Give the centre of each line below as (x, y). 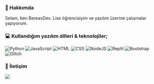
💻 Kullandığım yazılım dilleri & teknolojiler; (56, 36)
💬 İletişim (16, 66)
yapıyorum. (16, 23)
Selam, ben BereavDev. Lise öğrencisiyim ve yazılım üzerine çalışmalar (76, 18)
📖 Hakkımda (19, 8)
